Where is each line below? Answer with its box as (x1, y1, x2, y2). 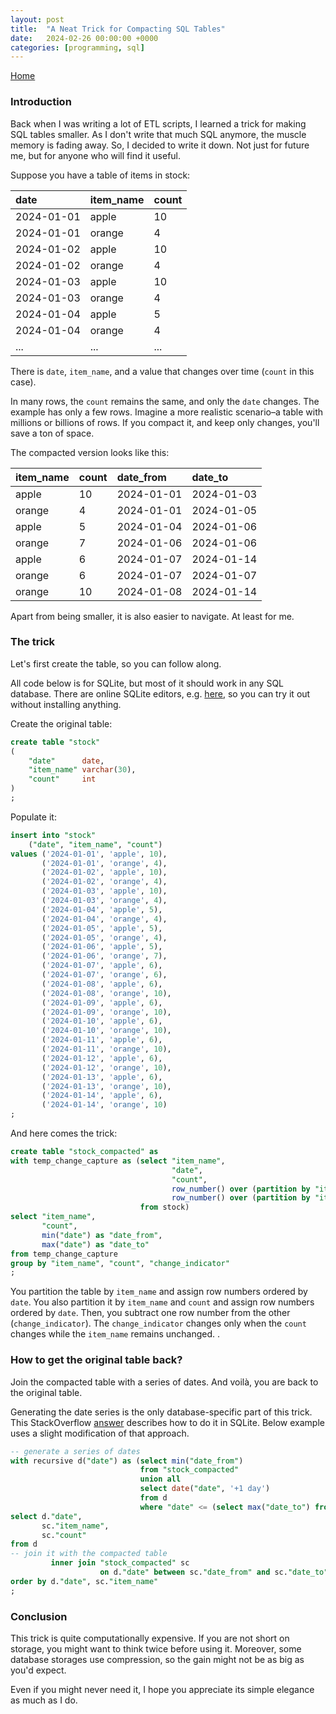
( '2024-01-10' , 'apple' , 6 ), (41, 1016, 163, 1026)
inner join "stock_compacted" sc (50, 1558, 190, 1568)
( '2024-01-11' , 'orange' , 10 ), (41, 1044, 172, 1055)
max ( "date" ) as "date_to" (41, 1239, 150, 1250)
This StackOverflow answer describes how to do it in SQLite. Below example (10, 1416, 325, 1428)
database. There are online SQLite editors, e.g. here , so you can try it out (10, 687, 311, 700)
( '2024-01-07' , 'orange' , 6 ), (41, 970, 168, 980)
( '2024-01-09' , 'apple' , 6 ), (41, 997, 163, 1008)
